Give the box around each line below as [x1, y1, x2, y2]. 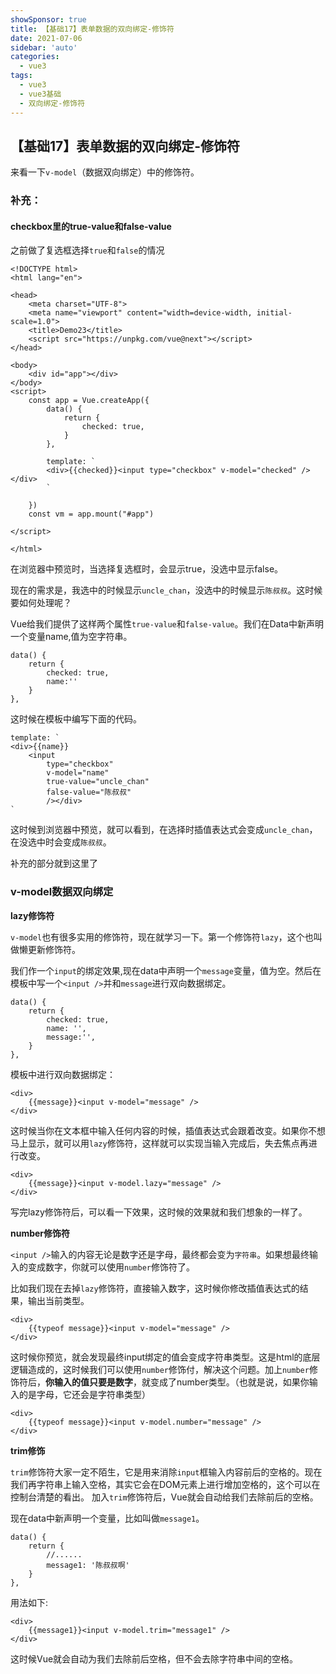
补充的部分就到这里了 [10, 857, 98, 870]
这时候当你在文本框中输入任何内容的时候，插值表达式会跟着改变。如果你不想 [10, 1124, 326, 1136]
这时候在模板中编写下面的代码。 [10, 713, 142, 725]
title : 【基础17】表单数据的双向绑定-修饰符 [10, 24, 175, 34]
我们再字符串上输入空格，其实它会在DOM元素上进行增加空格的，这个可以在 [10, 1478, 321, 1490]
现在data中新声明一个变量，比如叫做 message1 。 [10, 1512, 205, 1524]
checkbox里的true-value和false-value [10, 220, 172, 232]
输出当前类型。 [27, 1294, 90, 1306]
